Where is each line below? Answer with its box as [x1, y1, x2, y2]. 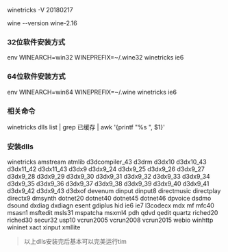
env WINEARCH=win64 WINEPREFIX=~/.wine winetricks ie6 [7, 88, 177, 96]
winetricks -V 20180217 [7, 6, 73, 14]
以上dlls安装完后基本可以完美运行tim [23, 238, 127, 246]
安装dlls [7, 142, 34, 151]
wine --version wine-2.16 [7, 19, 77, 27]
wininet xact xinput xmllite [7, 223, 81, 231]
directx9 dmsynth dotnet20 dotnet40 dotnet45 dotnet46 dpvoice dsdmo [7, 194, 212, 203]
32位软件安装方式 [7, 37, 66, 47]
